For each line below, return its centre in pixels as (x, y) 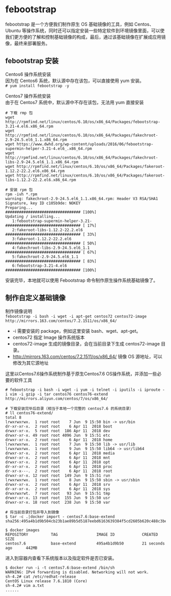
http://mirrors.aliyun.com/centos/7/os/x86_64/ (57, 399)
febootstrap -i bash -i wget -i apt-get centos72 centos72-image (76, 316)
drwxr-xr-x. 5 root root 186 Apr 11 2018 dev (58, 431)
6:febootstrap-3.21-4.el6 (39, 266)
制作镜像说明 (19, 311)
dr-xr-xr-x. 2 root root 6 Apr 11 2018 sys (58, 489)
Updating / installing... (33, 216)
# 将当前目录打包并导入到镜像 (32, 512)
